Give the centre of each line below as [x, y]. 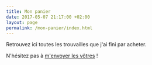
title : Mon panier [28, 11]
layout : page [22, 22]
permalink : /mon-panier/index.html [49, 28]
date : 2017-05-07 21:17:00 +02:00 [48, 17]
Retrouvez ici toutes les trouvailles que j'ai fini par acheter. [76, 45]
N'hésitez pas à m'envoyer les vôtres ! [52, 56]
